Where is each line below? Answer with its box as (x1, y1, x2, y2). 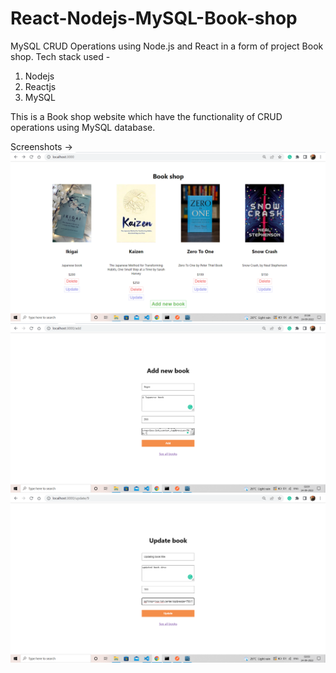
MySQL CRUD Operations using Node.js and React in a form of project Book (10, 40, 324, 52)
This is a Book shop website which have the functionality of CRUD (10, 110, 283, 122)
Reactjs (24, 80, 57, 92)
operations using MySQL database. (10, 121, 156, 133)
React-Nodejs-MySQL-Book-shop (10, 7, 298, 30)
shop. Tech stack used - (10, 50, 111, 62)
